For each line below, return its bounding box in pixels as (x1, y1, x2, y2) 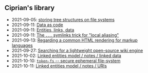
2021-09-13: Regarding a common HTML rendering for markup (11, 37, 138, 43)
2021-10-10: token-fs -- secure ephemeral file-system (11, 58, 121, 63)
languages (11, 42, 33, 48)
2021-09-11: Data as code (11, 22, 63, 28)
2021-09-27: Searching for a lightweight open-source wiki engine (11, 47, 143, 53)
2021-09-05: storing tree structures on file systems (11, 16, 115, 22)
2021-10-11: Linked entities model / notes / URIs (11, 63, 107, 69)
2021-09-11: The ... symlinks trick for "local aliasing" (11, 32, 119, 38)
